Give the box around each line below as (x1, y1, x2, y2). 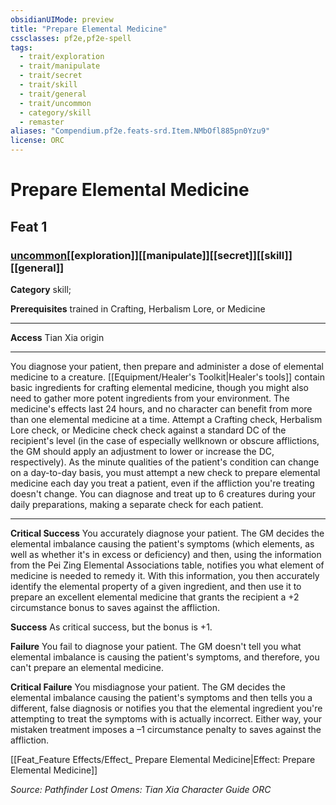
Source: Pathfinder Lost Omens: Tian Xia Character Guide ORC (10, 783, 272, 795)
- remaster (19, 117, 65, 127)
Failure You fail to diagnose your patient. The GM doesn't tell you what (10, 640, 302, 652)
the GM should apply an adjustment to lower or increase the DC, (10, 445, 275, 457)
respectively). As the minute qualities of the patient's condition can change (10, 456, 320, 468)
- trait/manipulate (19, 61, 101, 71)
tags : (10, 42, 33, 53)
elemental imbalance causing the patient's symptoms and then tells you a (10, 691, 313, 703)
